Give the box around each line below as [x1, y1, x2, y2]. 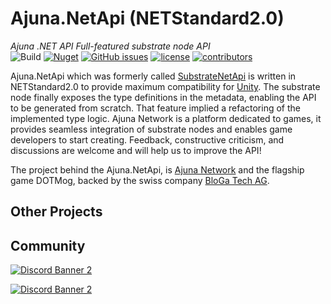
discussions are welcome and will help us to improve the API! [10, 144, 262, 156]
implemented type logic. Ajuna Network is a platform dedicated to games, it [10, 112, 322, 124]
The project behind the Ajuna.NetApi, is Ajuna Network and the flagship [10, 163, 305, 176]
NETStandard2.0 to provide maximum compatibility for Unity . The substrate [10, 80, 321, 92]
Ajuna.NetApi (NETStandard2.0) [10, 7, 285, 30]
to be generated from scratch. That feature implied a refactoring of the [10, 102, 301, 114]
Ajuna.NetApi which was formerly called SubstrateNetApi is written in [10, 70, 297, 82]
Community [10, 237, 86, 254]
